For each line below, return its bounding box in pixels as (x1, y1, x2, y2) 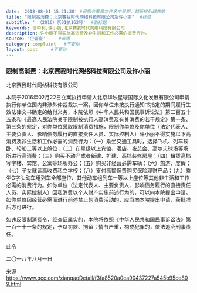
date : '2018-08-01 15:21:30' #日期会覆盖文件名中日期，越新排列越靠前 (6, 8, 165, 15)
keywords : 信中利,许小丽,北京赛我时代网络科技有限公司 (6, 25, 125, 31)
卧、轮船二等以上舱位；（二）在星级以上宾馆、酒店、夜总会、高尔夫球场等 (6, 145, 184, 152)
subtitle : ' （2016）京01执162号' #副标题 (6, 19, 107, 25)
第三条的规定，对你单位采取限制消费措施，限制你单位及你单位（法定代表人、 (6, 123, 191, 130)
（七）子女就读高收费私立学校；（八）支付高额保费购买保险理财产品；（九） (6, 167, 186, 174)
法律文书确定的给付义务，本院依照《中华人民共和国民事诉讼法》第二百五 (11, 109, 186, 116)
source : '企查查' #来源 (6, 36, 70, 42)
